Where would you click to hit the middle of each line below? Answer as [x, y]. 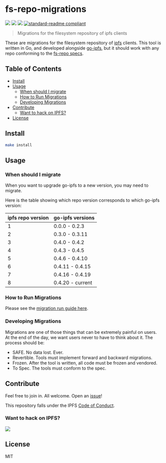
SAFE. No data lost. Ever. [38, 352]
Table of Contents [34, 69]
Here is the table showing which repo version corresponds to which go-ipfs [83, 200]
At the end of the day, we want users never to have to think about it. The [79, 337]
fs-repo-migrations [46, 9]
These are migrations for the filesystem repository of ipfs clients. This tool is [83, 43]
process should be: [25, 343]
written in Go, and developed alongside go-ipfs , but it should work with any [82, 48]
